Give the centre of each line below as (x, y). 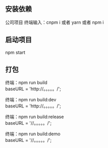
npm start (15, 52)
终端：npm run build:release (35, 117)
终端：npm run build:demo (33, 134)
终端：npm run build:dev (31, 100)
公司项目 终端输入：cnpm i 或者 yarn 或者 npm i (55, 22)
